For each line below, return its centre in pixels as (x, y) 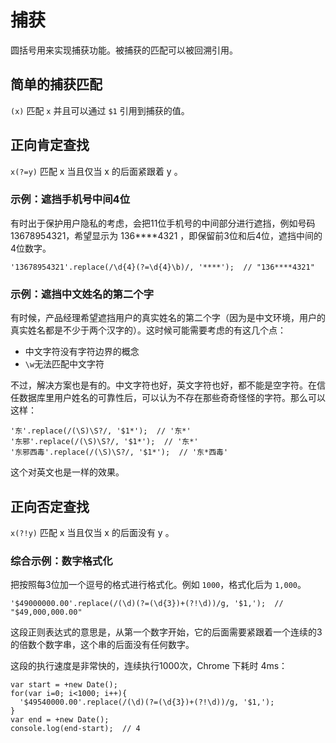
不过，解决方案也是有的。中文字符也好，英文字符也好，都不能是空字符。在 (163, 385)
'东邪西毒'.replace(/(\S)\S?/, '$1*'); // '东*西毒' (119, 452)
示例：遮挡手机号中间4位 (70, 199)
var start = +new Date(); (64, 685)
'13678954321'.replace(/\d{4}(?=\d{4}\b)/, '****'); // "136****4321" (162, 267)
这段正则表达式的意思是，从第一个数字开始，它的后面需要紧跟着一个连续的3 (166, 632)
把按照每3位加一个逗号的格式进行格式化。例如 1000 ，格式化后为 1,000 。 (158, 585)
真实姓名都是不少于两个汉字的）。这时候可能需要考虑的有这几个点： (148, 330)
